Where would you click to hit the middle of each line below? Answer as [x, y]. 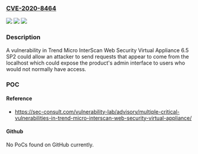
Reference [19, 98]
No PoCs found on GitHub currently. [50, 145]
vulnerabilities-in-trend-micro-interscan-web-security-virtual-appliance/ [103, 118]
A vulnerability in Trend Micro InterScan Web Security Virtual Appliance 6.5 [98, 50]
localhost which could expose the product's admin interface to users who [95, 63]
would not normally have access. [46, 69]
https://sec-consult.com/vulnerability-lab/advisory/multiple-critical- [97, 111]
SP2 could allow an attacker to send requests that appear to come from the [98, 56]
